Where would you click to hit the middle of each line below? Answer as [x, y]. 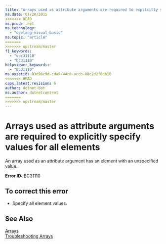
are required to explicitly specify [73, 137]
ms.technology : [21, 28]
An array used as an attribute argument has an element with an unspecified [82, 161]
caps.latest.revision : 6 [31, 83]
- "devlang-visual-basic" [36, 33]
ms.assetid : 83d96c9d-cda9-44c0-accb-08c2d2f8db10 [58, 74]
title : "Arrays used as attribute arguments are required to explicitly [82, 10]
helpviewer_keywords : [27, 65]
